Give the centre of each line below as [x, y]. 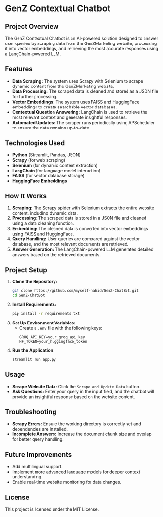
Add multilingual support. [37, 467]
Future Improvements [38, 455]
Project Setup [26, 270]
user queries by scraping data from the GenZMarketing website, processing [81, 43]
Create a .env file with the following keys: [61, 328]
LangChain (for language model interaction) [56, 170]
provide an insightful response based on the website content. [73, 397]
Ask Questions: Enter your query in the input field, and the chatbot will [83, 391]
